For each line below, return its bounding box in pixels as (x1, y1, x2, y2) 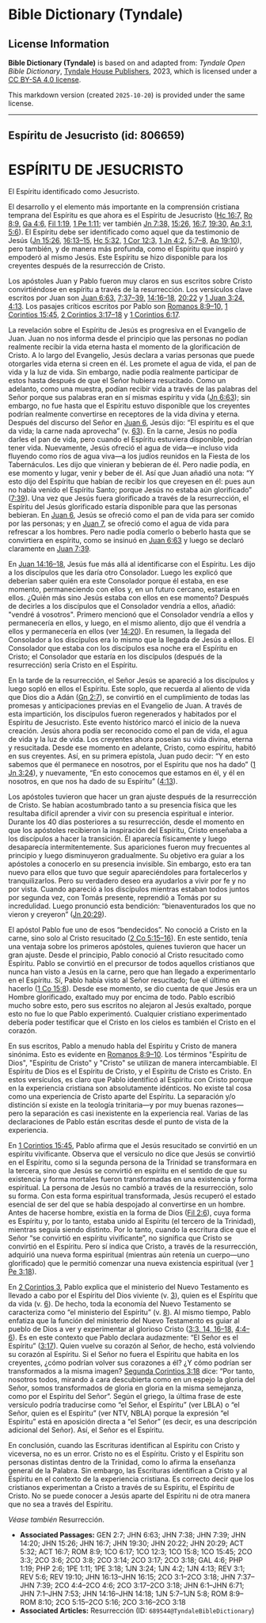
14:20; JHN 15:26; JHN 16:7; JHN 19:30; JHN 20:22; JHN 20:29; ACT (19, 1538, 244, 1549)
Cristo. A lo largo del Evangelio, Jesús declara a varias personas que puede (8, 351, 255, 360)
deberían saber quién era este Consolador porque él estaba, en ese (8, 576, 229, 586)
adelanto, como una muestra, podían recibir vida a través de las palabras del (8, 384, 258, 393)
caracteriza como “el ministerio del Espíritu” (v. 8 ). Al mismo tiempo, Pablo (8, 1308, 251, 1317)
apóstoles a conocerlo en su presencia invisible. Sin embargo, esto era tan (8, 859, 252, 869)
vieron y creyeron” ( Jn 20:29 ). (8, 910, 107, 919)
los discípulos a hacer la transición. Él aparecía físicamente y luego (8, 834, 227, 844)
